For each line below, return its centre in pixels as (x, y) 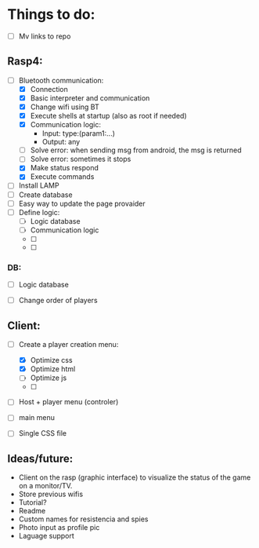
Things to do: (51, 15)
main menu (37, 418)
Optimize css (51, 360)
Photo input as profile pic (59, 528)
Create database (45, 195)
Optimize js (49, 378)
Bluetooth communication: (61, 80)
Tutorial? (33, 502)
